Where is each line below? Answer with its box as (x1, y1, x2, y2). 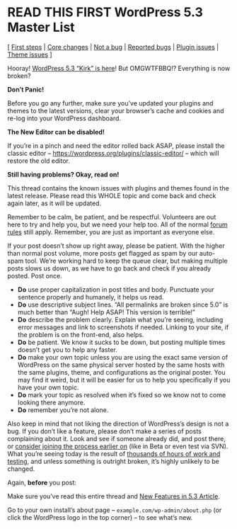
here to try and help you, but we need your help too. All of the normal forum (7, 220, 228, 229)
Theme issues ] (7, 50, 52, 59)
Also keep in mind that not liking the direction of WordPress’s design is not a (7, 419, 229, 428)
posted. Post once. (7, 271, 62, 280)
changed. (7, 465, 35, 473)
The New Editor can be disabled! (7, 127, 105, 136)
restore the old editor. (7, 157, 71, 165)
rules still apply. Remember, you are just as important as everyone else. (7, 227, 215, 236)
